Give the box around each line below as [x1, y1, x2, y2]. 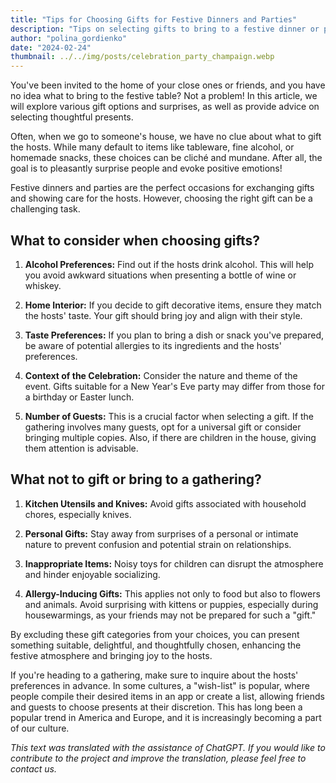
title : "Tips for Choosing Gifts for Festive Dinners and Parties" [10, 14, 298, 25]
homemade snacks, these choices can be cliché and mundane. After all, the [10, 152, 323, 164]
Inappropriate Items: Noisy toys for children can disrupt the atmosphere [24, 557, 324, 570]
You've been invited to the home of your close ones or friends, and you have [10, 79, 326, 91]
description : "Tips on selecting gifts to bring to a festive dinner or [10, 24, 320, 34]
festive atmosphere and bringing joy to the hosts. [10, 649, 213, 661]
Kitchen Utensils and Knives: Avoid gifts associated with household [24, 497, 307, 510]
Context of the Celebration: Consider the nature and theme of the [24, 369, 298, 381]
